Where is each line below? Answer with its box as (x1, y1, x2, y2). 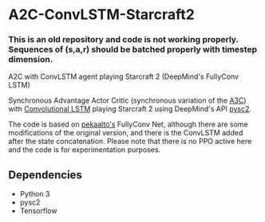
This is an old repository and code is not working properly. (8, 34, 239, 45)
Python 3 (19, 189, 50, 199)
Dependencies (8, 168, 82, 181)
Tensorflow (19, 206, 57, 216)
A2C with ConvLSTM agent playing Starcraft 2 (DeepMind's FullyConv (8, 72, 239, 81)
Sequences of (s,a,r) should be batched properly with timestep (8, 44, 258, 55)
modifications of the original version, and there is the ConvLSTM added (8, 128, 243, 138)
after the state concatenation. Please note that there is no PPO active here (8, 137, 252, 146)
